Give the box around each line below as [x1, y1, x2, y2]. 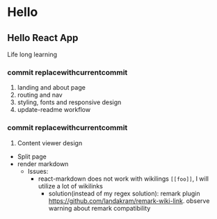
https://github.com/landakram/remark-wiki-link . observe [48, 196, 210, 205]
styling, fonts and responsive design [17, 98, 122, 106]
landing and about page [17, 83, 86, 92]
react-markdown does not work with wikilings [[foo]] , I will [38, 175, 209, 183]
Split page [17, 152, 47, 161]
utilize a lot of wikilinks [38, 181, 103, 190]
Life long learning [7, 50, 58, 58]
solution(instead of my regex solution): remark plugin [48, 189, 200, 197]
